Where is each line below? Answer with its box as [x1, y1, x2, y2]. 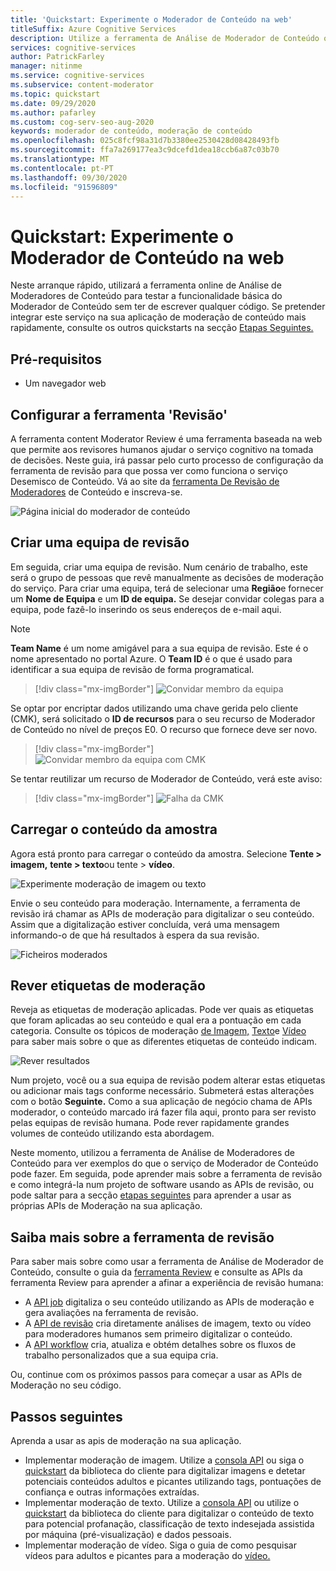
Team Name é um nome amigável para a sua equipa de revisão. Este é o [10, 642, 309, 654]
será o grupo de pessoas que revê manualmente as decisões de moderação [10, 571, 324, 583]
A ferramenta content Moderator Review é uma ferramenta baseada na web [10, 432, 323, 445]
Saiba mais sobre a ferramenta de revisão [10, 1229, 275, 1246]
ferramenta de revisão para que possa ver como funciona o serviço [10, 464, 288, 476]
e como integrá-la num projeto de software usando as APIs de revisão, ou [10, 1179, 314, 1191]
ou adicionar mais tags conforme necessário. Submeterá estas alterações [10, 1085, 315, 1097]
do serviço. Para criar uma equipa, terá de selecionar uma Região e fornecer [10, 582, 324, 594]
